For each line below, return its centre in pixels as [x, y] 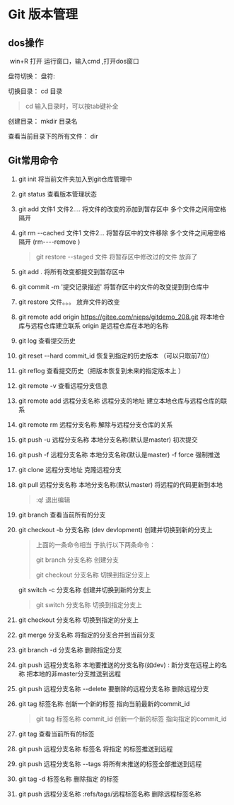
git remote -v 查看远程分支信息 [63, 385]
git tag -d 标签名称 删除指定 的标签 [69, 779]
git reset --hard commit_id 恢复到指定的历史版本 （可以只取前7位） [116, 356]
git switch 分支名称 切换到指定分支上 [89, 604]
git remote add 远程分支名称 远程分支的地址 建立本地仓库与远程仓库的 [119, 401]
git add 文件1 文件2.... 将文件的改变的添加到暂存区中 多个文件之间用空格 [122, 208]
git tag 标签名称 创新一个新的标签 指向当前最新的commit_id [104, 703]
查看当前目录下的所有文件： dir [53, 136]
